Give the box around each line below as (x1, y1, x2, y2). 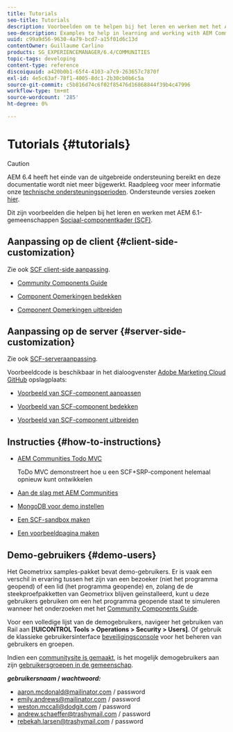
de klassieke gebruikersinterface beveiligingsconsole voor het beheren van (7, 633, 222, 641)
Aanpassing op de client (7, 236, 114, 248)
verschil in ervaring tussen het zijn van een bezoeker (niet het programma (7, 575, 218, 584)
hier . (7, 195, 20, 203)
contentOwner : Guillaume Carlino (7, 42, 104, 49)
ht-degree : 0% (7, 101, 49, 108)
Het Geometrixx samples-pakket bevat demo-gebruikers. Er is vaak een (7, 568, 212, 576)
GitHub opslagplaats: (7, 375, 67, 384)
